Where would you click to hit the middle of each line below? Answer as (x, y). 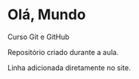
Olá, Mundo (47, 15)
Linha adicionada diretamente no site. (69, 67)
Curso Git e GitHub (38, 37)
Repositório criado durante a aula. (63, 52)
